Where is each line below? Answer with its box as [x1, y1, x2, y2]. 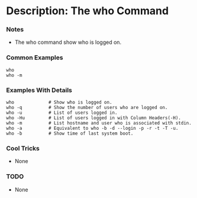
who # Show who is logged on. [6, 100, 112, 106]
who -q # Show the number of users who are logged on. [6, 105, 168, 111]
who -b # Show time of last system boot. [6, 130, 134, 137]
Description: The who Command [6, 4, 169, 18]
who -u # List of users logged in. [6, 110, 118, 116]
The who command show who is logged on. [14, 39, 122, 46]
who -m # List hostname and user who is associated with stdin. [6, 120, 192, 126]
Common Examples [6, 53, 63, 62]
